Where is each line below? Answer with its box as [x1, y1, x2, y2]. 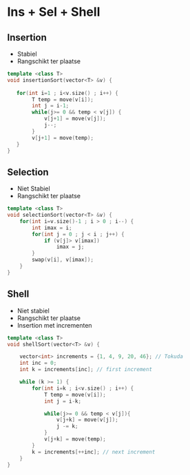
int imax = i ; [32, 224, 72, 231]
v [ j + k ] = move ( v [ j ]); [56, 416, 118, 423]
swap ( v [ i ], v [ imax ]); [32, 256, 94, 264]
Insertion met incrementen [17, 321, 92, 329]
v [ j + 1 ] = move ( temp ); [32, 134, 94, 141]
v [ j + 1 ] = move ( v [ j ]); [43, 115, 107, 123]
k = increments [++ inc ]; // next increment [32, 448, 156, 455]
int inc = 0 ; [19, 359, 57, 367]
